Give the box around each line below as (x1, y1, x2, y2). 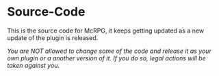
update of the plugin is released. (7, 33, 99, 41)
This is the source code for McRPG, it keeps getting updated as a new (7, 26, 204, 35)
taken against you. (7, 61, 60, 69)
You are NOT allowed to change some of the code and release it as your (7, 47, 212, 55)
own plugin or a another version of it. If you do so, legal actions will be (7, 54, 207, 62)
